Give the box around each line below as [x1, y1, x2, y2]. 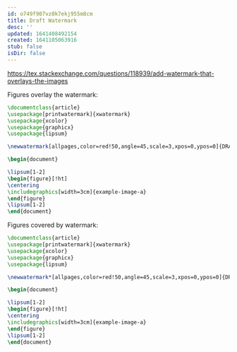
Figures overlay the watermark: [7, 90, 98, 99]
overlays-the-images [7, 76, 68, 85]
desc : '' [7, 23, 33, 30]
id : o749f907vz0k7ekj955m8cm [7, 10, 93, 18]
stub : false [7, 43, 42, 50]
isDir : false [7, 50, 46, 57]
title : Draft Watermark [7, 17, 78, 24]
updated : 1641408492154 [7, 30, 78, 37]
